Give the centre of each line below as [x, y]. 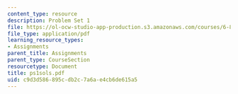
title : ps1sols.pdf [36, 73]
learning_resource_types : [45, 40]
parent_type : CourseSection [49, 60]
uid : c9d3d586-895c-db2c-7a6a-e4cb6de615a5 [73, 80]
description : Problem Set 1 [49, 20]
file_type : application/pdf [49, 34]
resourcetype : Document [42, 66]
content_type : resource [42, 14]
